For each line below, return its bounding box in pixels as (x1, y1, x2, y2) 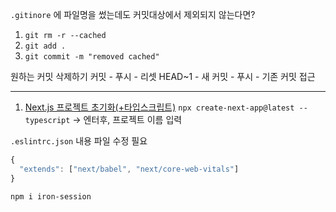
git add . (24, 41, 67, 51)
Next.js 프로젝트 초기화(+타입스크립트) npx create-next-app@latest (24, 101, 295, 113)
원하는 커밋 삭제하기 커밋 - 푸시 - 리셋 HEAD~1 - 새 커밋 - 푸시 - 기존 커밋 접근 (10, 71, 316, 82)
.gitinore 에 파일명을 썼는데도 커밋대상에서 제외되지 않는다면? (10, 9, 256, 20)
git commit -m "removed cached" (24, 52, 160, 62)
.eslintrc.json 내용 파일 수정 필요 (10, 135, 148, 147)
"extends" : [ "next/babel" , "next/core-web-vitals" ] (19, 164, 240, 174)
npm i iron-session (10, 191, 92, 202)
